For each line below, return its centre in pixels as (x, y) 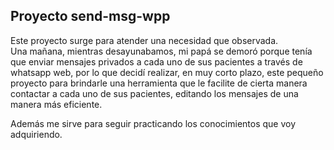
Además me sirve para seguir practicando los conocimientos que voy (153, 123)
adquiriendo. (36, 134)
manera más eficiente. (56, 104)
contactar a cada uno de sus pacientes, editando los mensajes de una (154, 93)
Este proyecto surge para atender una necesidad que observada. (144, 40)
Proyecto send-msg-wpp (90, 16)
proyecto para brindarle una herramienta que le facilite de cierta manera (159, 83)
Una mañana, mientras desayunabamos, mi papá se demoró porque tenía (161, 51)
